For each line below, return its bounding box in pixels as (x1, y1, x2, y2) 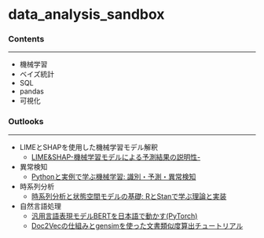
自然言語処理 (19, 201, 61, 211)
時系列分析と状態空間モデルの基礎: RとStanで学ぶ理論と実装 (31, 191, 227, 201)
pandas (19, 86, 45, 96)
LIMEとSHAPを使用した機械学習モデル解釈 (19, 142, 159, 152)
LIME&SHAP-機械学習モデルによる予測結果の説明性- (31, 152, 201, 162)
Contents (8, 34, 45, 45)
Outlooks (8, 116, 44, 127)
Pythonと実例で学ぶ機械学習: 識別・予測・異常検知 (31, 171, 196, 181)
